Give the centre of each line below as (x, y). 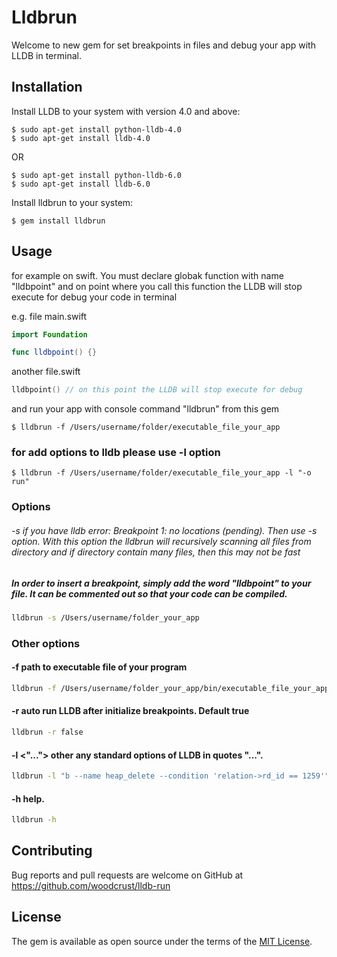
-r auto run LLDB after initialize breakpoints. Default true (130, 711)
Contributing (52, 851)
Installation (47, 87)
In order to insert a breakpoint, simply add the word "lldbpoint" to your (161, 583)
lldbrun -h (34, 820)
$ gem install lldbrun (58, 221)
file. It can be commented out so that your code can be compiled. (149, 593)
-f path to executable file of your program (99, 667)
